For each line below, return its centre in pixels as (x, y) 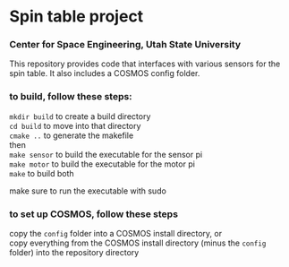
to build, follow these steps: (71, 97)
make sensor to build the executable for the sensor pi (106, 154)
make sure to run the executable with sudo (88, 191)
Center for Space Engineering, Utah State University (125, 45)
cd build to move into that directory (75, 125)
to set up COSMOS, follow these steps (94, 214)
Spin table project (76, 17)
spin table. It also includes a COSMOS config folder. (105, 73)
